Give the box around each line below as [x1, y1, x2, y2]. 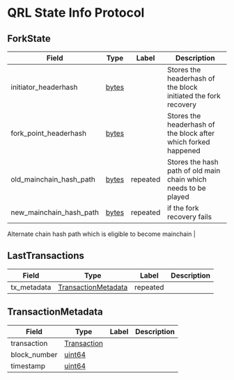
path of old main [166, 166, 221, 175]
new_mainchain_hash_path [10, 207, 100, 217]
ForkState [7, 33, 51, 45]
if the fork [166, 203, 199, 213]
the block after [166, 129, 215, 138]
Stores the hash [166, 157, 219, 166]
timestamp [10, 361, 46, 370]
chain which [166, 175, 207, 184]
